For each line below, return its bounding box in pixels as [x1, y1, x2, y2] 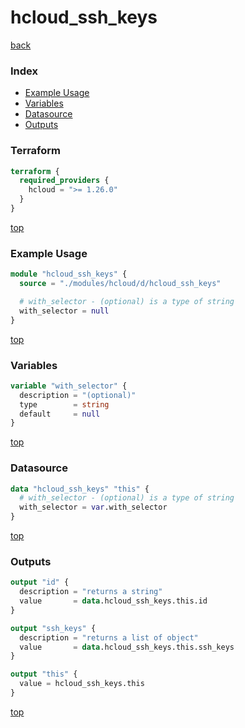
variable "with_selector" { [10, 381, 128, 391]
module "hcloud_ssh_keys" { [10, 269, 128, 280]
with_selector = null [19, 306, 110, 316]
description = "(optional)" [19, 390, 137, 400]
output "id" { [10, 577, 70, 588]
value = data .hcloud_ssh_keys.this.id [19, 596, 208, 606]
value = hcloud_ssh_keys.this [19, 679, 145, 689]
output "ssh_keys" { [10, 623, 97, 633]
